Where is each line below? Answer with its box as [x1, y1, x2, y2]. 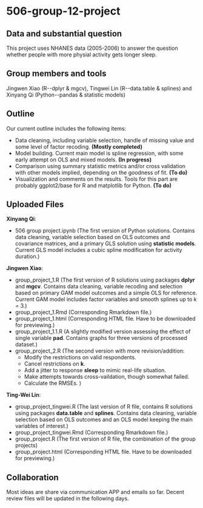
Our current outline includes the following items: [6, 124, 127, 132]
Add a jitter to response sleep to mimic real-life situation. [24, 367, 167, 374]
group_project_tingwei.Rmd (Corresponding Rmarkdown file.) [15, 429, 168, 436]
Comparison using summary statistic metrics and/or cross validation [15, 162, 186, 169]
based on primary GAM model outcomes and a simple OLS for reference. [15, 290, 198, 297]
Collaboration [6, 472, 59, 483]
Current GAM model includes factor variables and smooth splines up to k [15, 296, 197, 303]
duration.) [15, 253, 40, 260]
